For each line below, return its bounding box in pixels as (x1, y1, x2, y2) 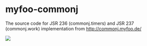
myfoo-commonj (5, 4, 78, 15)
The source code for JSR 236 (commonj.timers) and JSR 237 (5, 20, 134, 26)
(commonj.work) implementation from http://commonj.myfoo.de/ (5, 25, 142, 31)
